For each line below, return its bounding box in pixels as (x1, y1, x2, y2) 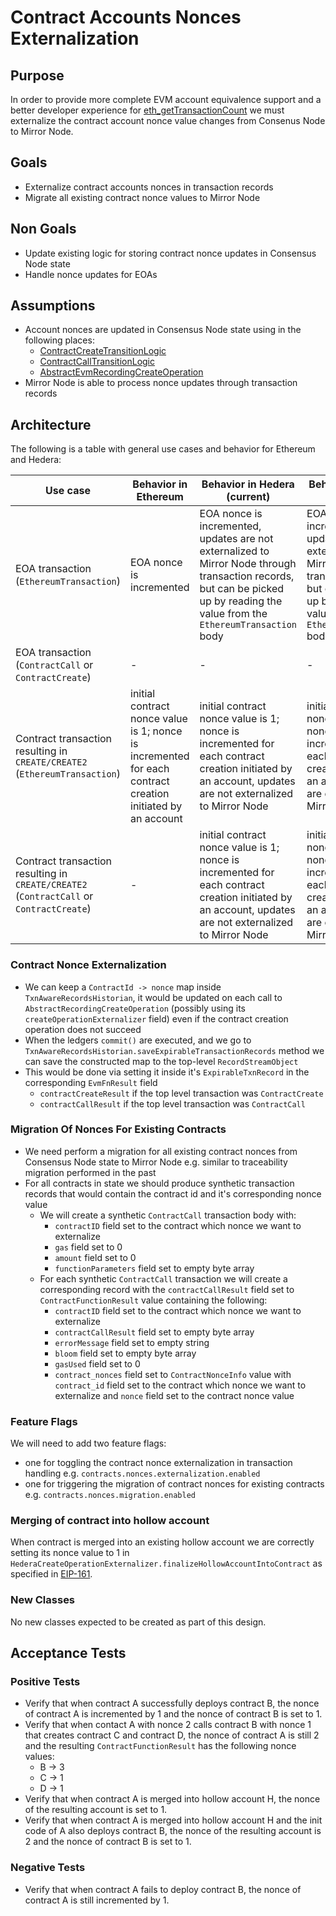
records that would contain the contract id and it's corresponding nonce (24, 1187, 322, 1200)
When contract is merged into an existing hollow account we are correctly (10, 1536, 315, 1548)
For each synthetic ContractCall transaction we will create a (39, 1272, 288, 1285)
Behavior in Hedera (201, 477, 295, 491)
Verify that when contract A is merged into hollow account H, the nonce (24, 1793, 321, 1805)
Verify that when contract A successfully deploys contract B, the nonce (24, 1697, 320, 1710)
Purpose (10, 67, 65, 84)
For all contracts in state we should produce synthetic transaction (24, 1177, 295, 1189)
